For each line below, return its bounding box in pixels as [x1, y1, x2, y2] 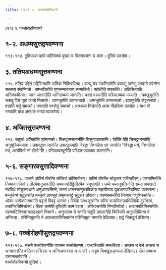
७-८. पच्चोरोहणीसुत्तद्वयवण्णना [5, 229, 74, 238]
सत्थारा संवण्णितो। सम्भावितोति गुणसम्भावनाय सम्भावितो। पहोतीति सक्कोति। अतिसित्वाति [5, 86, 143, 92]
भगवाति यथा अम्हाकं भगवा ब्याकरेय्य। [5, 108, 63, 114]
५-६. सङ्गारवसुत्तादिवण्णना [5, 162, 69, 171]
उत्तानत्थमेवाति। [5, 253, 30, 259]
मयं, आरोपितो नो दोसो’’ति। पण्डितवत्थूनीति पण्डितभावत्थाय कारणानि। [5, 148, 113, 154]
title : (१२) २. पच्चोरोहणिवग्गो [5, 7, 58, 12]
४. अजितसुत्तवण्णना [5, 123, 51, 132]
